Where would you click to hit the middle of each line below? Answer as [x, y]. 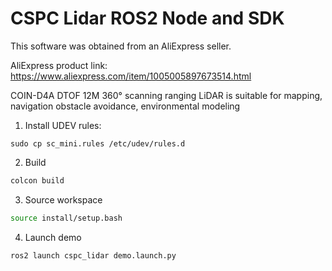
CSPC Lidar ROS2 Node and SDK [147, 18]
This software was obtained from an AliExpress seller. [121, 46]
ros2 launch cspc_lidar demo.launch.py [93, 255]
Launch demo [53, 237]
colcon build [37, 180]
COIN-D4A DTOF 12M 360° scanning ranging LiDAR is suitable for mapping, [166, 95]
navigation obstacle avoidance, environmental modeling [125, 106]
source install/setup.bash [66, 218]
